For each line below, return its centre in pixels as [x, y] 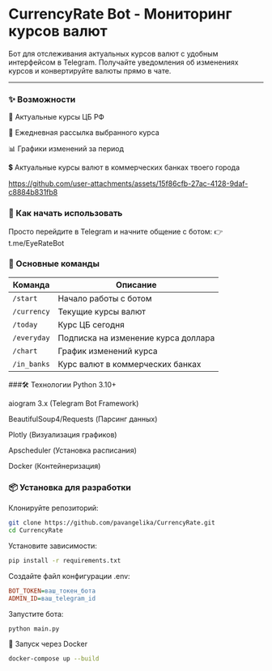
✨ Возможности [42, 99]
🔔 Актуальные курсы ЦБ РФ [57, 117]
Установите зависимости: [53, 546]
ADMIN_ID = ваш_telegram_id [52, 598]
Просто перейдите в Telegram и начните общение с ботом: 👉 [116, 231]
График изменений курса [108, 351]
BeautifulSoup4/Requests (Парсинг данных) [83, 419]
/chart [25, 351]
